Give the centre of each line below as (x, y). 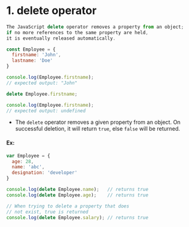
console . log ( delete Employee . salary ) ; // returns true (77, 217)
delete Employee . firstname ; (42, 94)
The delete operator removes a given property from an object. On (98, 122)
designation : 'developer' (45, 173)
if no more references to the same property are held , (77, 32)
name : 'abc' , (28, 167)
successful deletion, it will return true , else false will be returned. (98, 129)
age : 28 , (23, 161)
